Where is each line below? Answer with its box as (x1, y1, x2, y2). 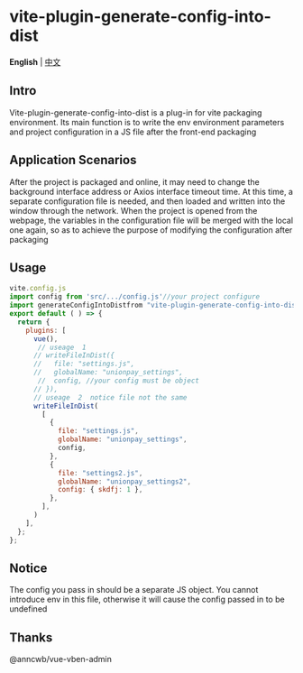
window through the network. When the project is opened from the (9, 205, 258, 216)
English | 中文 (9, 56, 61, 67)
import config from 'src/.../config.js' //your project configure (9, 292, 260, 301)
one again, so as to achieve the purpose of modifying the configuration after (9, 224, 293, 235)
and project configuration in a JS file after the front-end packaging (9, 126, 257, 137)
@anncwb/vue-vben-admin (9, 654, 113, 665)
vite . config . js (9, 284, 67, 293)
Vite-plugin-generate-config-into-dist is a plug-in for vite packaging (9, 106, 262, 118)
